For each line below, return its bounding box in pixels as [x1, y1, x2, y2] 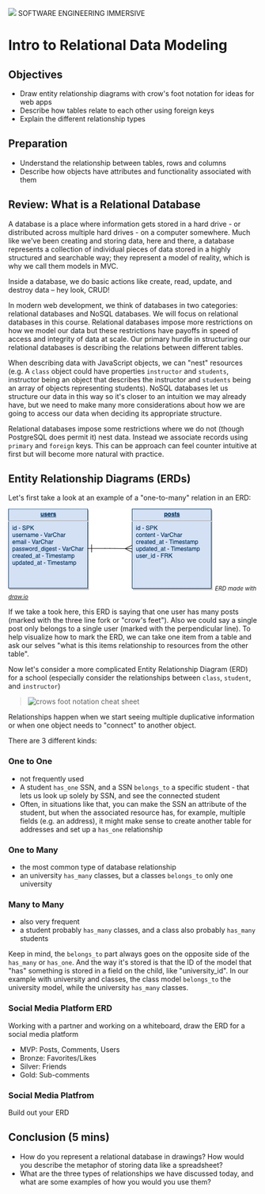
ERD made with [214, 585, 257, 593]
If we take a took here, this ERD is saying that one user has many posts [8, 607, 239, 616]
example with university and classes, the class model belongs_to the [8, 974, 232, 984]
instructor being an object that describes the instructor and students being [8, 374, 252, 384]
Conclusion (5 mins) [8, 1131, 110, 1144]
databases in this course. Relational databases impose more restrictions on [8, 317, 253, 327]
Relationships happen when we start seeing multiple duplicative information [8, 712, 255, 722]
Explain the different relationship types [19, 114, 146, 123]
